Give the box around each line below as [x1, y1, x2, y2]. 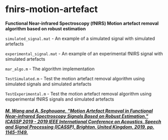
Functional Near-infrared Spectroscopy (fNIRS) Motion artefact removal [5, 20, 159, 26]
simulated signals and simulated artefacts [5, 81, 92, 87]
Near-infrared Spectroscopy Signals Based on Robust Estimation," [5, 113, 149, 119]
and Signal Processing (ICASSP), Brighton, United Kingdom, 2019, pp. [5, 124, 155, 130]
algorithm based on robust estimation [5, 25, 86, 31]
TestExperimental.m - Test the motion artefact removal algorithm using [5, 90, 152, 97]
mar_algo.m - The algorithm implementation [5, 66, 95, 72]
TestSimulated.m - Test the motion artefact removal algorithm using [5, 75, 145, 81]
